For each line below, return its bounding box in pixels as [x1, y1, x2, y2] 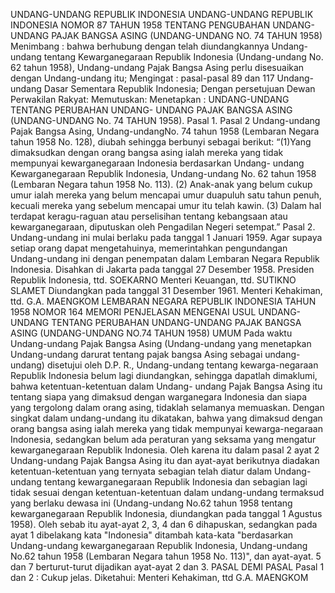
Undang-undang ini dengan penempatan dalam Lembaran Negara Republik [10, 253, 320, 264]
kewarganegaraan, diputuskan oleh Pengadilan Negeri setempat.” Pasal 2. [10, 221, 316, 233]
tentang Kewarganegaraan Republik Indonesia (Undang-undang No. [43, 51, 324, 63]
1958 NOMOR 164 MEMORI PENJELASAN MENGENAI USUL [10, 306, 257, 318]
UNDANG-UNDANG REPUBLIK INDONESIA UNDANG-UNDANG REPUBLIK [10, 9, 314, 20]
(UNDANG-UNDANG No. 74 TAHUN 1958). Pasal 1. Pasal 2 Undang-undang [10, 115, 321, 126]
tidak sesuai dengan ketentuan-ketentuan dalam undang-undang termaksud [10, 487, 325, 498]
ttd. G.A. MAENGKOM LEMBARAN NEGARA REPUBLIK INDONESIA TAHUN [10, 295, 317, 307]
